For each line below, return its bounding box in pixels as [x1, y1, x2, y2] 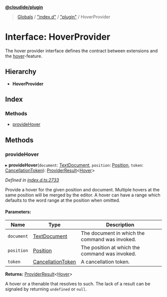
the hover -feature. [5, 53, 43, 59]
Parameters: [5, 209, 31, 215]
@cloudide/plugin [5, 4, 43, 10]
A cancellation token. [81, 259, 130, 266]
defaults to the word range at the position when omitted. [5, 197, 120, 203]
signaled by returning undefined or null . [5, 286, 87, 292]
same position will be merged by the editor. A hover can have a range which [5, 192, 161, 198]
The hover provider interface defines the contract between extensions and [5, 47, 158, 54]
